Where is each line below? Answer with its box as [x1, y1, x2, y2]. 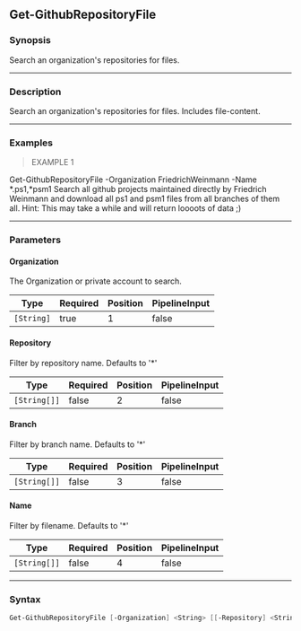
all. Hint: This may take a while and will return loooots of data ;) [9, 203, 242, 214]
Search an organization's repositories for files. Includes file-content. [9, 105, 262, 116]
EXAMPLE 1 [30, 157, 74, 168]
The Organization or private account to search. [9, 276, 182, 286]
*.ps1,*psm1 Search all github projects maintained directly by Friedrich [9, 184, 267, 195]
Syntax [9, 592, 41, 605]
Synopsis [9, 34, 51, 47]
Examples [9, 136, 54, 149]
